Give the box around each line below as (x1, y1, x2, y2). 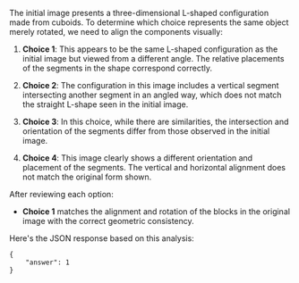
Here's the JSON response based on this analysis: (9, 233, 194, 244)
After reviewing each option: (9, 189, 114, 199)
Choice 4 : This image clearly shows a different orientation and (21, 153, 253, 163)
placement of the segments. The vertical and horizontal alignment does (21, 162, 286, 172)
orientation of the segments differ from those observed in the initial (21, 126, 270, 137)
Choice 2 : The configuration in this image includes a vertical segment (21, 80, 279, 90)
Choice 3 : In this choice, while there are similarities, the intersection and (21, 116, 289, 127)
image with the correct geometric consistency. (21, 216, 194, 226)
